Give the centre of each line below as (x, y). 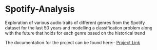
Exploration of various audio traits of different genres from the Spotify (75, 23)
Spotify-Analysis (40, 9)
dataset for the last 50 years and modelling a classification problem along (79, 27)
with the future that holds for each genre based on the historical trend (75, 33)
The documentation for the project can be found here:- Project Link (73, 42)
